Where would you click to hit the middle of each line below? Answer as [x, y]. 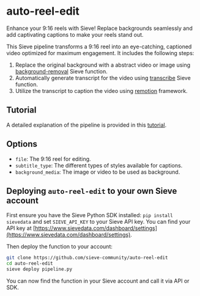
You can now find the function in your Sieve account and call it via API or [98, 281]
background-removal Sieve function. [61, 71]
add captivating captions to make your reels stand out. [75, 34]
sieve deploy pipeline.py [39, 269]
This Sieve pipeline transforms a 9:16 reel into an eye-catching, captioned [99, 46]
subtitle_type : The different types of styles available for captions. [99, 165]
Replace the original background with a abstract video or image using [103, 65]
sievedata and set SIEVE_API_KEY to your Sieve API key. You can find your [98, 222]
